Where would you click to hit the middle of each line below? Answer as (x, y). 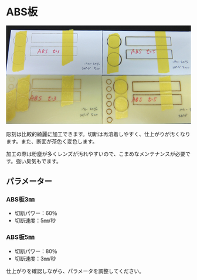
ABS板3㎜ (21, 200)
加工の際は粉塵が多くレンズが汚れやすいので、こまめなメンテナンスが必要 (96, 153)
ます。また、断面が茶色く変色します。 (52, 141)
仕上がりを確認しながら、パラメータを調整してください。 (75, 271)
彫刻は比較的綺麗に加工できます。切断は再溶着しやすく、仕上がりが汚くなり (98, 134)
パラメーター (29, 181)
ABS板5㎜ (20, 237)
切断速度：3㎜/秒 (35, 258)
